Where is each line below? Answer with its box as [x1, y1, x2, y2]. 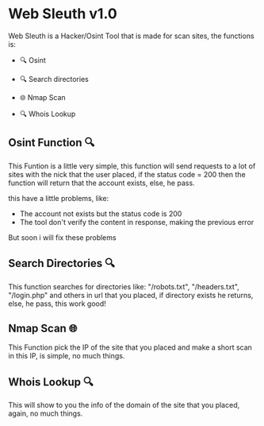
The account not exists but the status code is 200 [19, 208, 182, 219]
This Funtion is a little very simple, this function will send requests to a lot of [8, 161, 256, 171]
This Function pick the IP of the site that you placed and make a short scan [8, 343, 252, 352]
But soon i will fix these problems [8, 232, 117, 242]
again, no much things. [8, 409, 83, 418]
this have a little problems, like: [8, 193, 109, 203]
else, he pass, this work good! [8, 299, 107, 308]
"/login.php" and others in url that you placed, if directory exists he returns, [8, 290, 254, 300]
